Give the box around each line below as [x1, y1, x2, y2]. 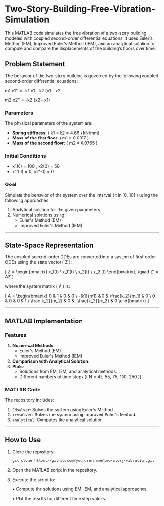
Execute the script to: [12, 477, 55, 483]
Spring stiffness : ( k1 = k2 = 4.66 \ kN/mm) [12, 130, 100, 136]
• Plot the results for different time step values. [12, 496, 106, 502]
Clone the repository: [12, 449, 55, 455]
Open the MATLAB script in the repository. [12, 467, 98, 473]
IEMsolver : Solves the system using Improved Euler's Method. [12, 412, 137, 418]
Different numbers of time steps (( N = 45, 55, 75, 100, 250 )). [19, 374, 143, 380]
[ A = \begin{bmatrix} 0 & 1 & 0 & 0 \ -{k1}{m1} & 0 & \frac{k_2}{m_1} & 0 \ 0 [5, 293, 155, 299]
